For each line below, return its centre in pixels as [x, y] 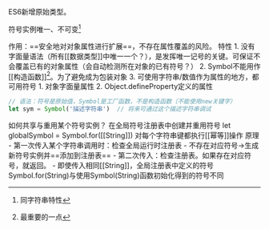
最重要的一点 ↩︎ [45, 217]
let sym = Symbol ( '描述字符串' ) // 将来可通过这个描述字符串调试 [110, 109]
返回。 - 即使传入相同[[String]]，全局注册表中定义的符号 [121, 166]
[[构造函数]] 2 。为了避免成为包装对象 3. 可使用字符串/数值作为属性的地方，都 [134, 76]
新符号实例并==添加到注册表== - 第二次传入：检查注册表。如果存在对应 [126, 155]
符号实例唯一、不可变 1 [45, 28]
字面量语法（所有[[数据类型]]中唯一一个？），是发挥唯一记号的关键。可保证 [131, 56]
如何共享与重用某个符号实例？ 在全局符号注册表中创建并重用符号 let [120, 126]
